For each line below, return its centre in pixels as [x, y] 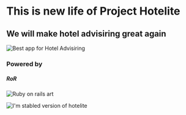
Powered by [24, 64]
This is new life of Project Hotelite [93, 11]
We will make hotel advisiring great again [86, 34]
